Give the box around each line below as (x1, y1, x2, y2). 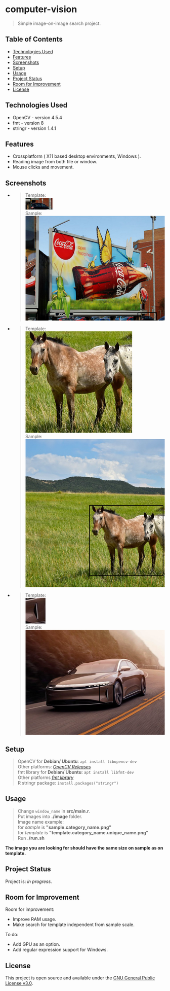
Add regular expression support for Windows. (12, 947, 108, 953)
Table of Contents (5, 35, 63, 44)
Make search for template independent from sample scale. (12, 922, 135, 928)
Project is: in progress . (5, 878, 52, 884)
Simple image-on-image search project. (17, 20, 101, 26)
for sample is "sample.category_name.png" (17, 824, 112, 830)
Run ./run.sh (17, 835, 45, 841)
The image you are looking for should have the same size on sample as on (5, 844, 163, 851)
